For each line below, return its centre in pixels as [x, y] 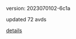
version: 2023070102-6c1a [38, 8]
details [14, 30]
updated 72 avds [26, 19]
